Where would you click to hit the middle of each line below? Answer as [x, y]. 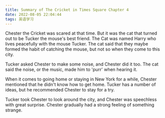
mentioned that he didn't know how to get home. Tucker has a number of [81, 84]
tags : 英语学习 [20, 19]
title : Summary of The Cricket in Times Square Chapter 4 [67, 10]
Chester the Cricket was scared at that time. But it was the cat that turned [81, 33]
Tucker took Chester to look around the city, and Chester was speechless [81, 99]
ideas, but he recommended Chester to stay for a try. [60, 90]
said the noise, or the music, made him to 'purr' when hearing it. [71, 69]
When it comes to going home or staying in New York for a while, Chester [81, 79]
